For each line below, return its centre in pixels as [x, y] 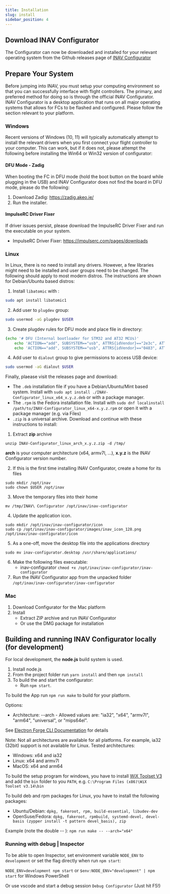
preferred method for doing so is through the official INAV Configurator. [80, 97]
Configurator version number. [36, 458]
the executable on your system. [38, 231]
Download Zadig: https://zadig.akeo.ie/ [53, 197]
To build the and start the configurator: [53, 680]
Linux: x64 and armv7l [36, 761]
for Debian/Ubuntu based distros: [40, 281]
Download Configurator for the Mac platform [59, 607]
